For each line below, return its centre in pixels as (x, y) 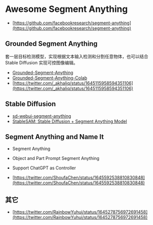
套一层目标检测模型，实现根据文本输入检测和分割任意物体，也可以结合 (77, 56)
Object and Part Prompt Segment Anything (56, 158)
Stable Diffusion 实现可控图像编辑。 (42, 63)
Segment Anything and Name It (54, 137)
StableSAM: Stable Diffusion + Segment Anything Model (70, 121)
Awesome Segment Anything (66, 9)
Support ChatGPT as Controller (44, 168)
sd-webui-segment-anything (42, 116)
